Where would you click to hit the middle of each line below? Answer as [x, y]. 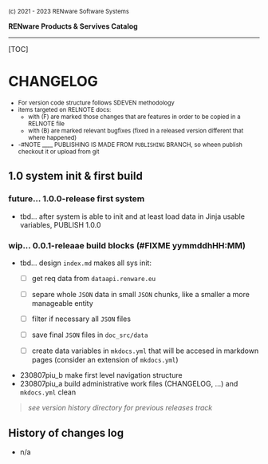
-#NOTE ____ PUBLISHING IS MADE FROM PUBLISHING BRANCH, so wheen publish [130, 145]
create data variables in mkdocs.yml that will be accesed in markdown [145, 351]
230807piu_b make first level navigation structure [101, 375]
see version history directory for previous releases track [120, 408]
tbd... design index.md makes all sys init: [85, 263]
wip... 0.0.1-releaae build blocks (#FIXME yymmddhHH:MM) [127, 245]
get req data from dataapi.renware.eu [94, 278]
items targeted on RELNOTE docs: [65, 109]
